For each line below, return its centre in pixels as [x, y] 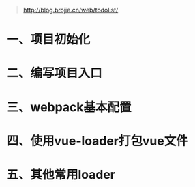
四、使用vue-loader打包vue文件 [97, 141]
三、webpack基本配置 [69, 107]
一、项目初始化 [48, 40]
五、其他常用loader [61, 174]
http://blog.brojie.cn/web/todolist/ [71, 10]
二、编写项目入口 [55, 73]
